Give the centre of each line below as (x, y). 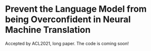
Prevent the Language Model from (76, 9)
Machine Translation (48, 30)
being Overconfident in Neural (68, 19)
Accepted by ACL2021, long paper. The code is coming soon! (67, 43)
